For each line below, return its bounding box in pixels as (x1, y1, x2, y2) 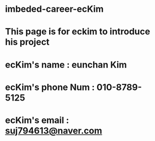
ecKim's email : (5, 114, 69, 126)
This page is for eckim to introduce (5, 26, 151, 37)
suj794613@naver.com (5, 125, 102, 136)
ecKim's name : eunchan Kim (5, 59, 127, 70)
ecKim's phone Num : (5, 81, 95, 93)
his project (5, 36, 50, 48)
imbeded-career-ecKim (5, 3, 104, 15)
